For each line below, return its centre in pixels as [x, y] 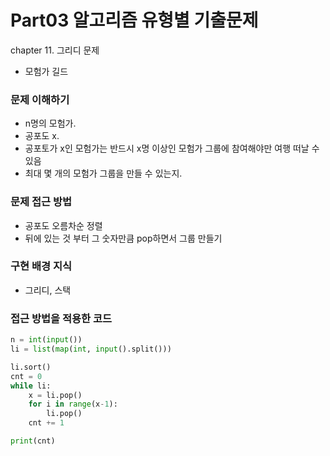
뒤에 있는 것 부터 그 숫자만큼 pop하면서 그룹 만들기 [123, 238]
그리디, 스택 [48, 290]
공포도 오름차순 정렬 [63, 225]
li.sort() [31, 367]
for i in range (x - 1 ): [73, 404]
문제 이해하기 [40, 99]
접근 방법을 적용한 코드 [61, 318]
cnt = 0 [26, 376]
